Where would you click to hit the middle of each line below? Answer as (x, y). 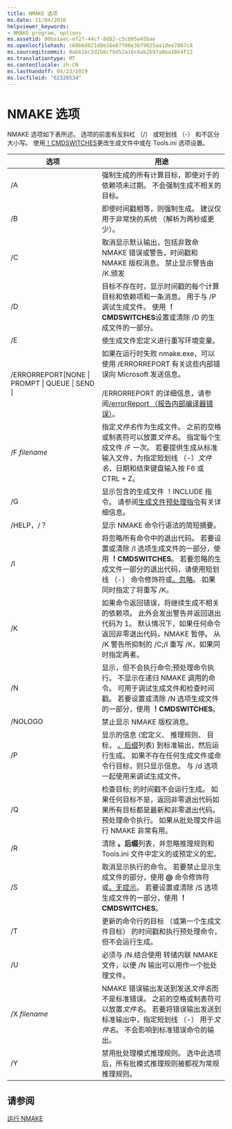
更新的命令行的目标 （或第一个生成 (158, 921)
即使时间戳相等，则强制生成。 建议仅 (162, 209)
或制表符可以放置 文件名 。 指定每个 (158, 438)
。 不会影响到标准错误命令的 (162, 1030)
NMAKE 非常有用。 (141, 831)
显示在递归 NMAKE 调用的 (166, 678)
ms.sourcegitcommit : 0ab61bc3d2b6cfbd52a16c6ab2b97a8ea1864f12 (100, 52)
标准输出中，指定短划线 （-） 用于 (158, 1020)
